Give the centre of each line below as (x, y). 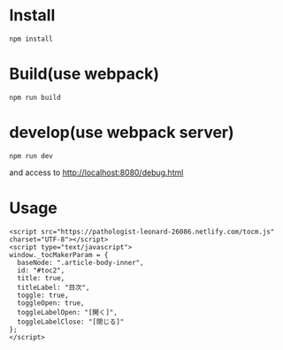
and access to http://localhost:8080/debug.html (96, 172)
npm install (31, 39)
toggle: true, (43, 295)
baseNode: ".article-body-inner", (80, 262)
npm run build (35, 97)
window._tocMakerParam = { (59, 255)
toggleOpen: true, (51, 303)
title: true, (41, 278)
